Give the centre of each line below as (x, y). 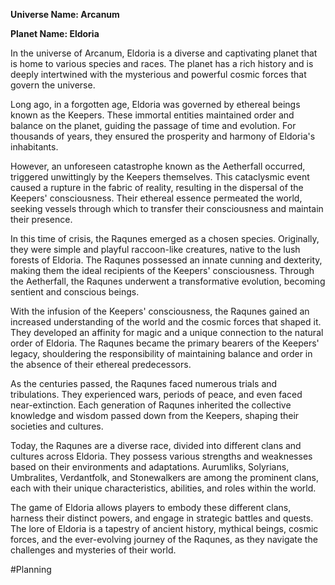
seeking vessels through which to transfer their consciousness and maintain (167, 208)
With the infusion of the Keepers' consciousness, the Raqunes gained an (160, 311)
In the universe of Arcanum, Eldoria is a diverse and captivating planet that (164, 53)
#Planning (31, 569)
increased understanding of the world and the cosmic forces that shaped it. (166, 322)
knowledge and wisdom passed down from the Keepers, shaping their (155, 415)
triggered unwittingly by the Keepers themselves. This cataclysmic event (160, 177)
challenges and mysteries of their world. (93, 550)
